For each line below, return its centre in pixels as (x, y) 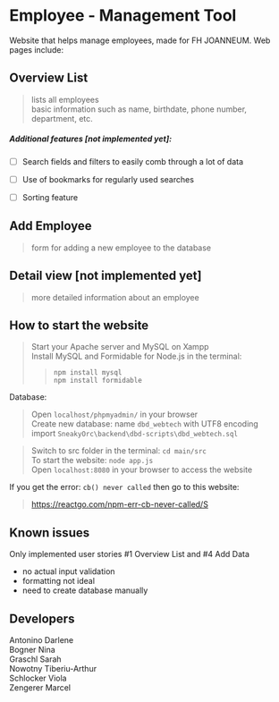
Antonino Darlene (42, 639)
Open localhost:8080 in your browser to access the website (142, 469)
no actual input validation (68, 571)
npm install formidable (98, 381)
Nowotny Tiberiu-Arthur (53, 668)
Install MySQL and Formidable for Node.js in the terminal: (136, 356)
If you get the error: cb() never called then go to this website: (124, 487)
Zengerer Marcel (40, 687)
